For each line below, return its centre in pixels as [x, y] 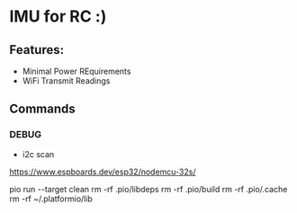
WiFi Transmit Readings [66, 81]
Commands [43, 109]
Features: [37, 50]
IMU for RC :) [58, 17]
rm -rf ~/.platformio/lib [51, 199]
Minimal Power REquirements [76, 71]
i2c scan [38, 154]
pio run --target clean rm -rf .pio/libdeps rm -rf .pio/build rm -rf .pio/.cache [148, 189]
